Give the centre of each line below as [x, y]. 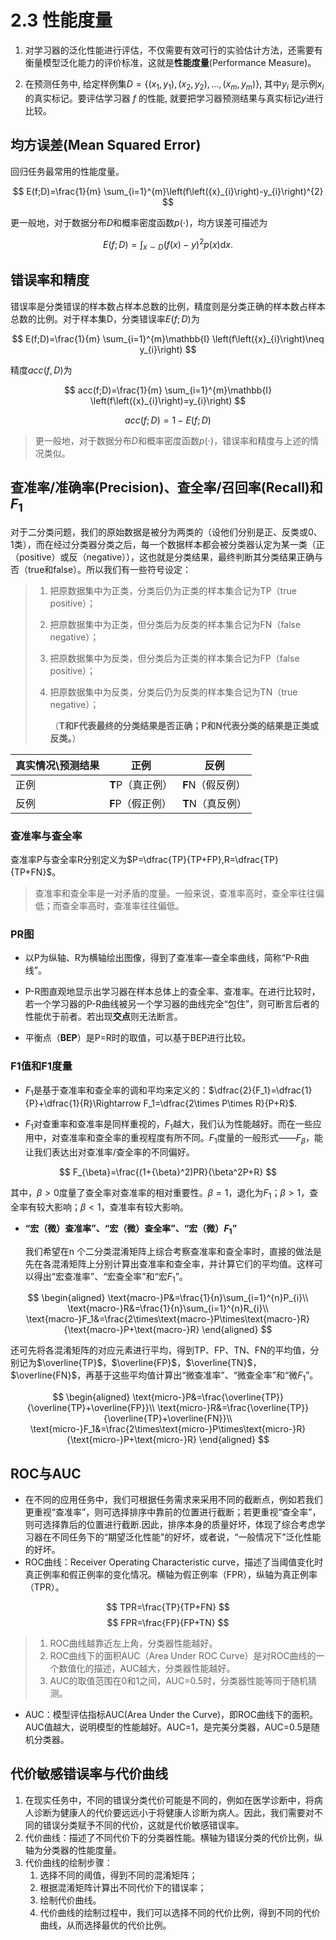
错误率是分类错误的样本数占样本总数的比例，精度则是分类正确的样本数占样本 [168, 306]
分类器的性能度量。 [82, 1850]
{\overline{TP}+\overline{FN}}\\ [168, 1418]
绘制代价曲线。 [70, 1900]
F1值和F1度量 [41, 1066]
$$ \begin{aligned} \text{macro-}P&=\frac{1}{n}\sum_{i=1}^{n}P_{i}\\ [168, 1298]
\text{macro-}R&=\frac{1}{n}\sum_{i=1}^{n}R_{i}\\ [168, 1308]
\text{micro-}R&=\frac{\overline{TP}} [233, 1408]
